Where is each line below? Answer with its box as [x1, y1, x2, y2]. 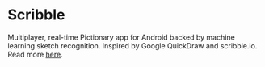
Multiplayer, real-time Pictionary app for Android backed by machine [7, 32, 235, 42]
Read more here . [7, 49, 63, 59]
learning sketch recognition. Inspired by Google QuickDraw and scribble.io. [7, 40, 258, 50]
